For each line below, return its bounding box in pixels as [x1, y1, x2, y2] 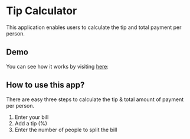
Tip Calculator [6, 4, 77, 18]
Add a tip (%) [14, 119, 47, 127]
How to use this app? [6, 80, 85, 90]
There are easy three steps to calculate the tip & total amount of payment [6, 96, 184, 103]
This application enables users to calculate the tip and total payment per [6, 24, 182, 31]
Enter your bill [14, 114, 49, 121]
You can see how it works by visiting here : [6, 63, 109, 70]
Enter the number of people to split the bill [14, 126, 117, 133]
